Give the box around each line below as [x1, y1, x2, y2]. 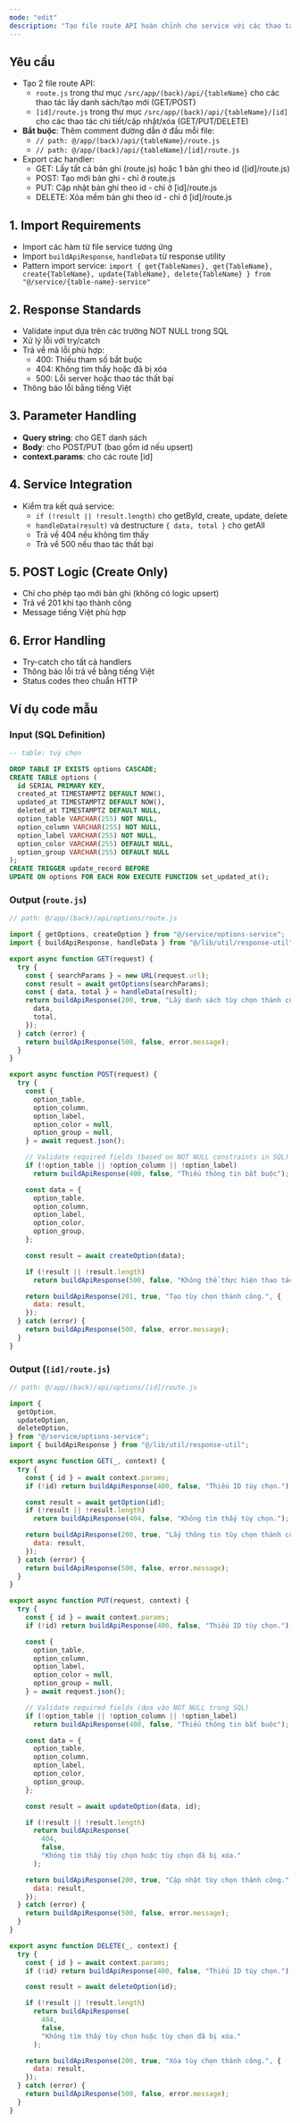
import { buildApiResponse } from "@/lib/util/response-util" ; [9, 1441, 250, 1450]
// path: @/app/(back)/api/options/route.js [9, 914, 178, 923]
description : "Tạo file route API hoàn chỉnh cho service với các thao [9, 21, 281, 30]
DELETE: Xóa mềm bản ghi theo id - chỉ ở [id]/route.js [35, 192, 232, 203]
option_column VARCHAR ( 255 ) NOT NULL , [17, 822, 162, 831]
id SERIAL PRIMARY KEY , [17, 781, 105, 790]
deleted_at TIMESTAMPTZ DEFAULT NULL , [17, 806, 162, 815]
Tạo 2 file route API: [21, 78, 96, 89]
